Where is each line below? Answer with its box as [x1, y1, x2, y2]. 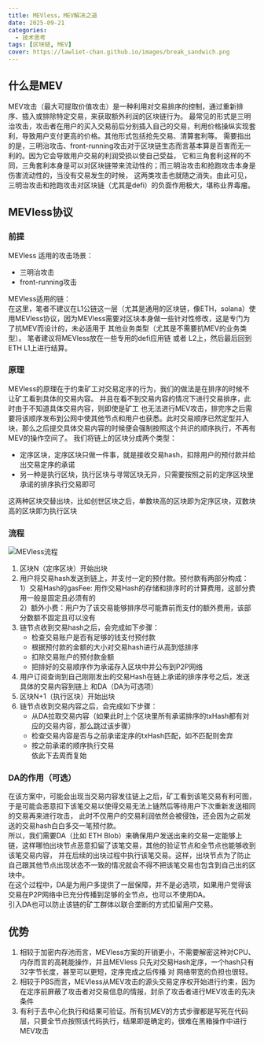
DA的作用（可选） [8, 772, 76, 783]
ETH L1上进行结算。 [8, 343, 72, 353]
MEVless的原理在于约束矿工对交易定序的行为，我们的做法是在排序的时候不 [8, 383, 250, 394]
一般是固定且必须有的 [26, 594, 96, 603]
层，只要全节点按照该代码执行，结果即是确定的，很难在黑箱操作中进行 [19, 1016, 247, 1026]
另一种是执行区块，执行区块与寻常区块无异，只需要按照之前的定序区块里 [19, 469, 254, 479]
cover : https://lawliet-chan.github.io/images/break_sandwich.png [8, 48, 230, 56]
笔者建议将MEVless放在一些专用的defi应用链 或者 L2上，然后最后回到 [27, 333, 252, 342]
